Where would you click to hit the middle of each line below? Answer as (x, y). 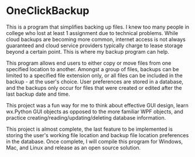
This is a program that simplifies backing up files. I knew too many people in (97, 27)
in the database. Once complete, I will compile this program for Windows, (95, 141)
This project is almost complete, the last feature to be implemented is (89, 129)
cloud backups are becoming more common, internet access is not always (96, 39)
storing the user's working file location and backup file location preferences (97, 135)
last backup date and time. (38, 94)
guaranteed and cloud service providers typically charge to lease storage (95, 46)
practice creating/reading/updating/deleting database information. (86, 117)
